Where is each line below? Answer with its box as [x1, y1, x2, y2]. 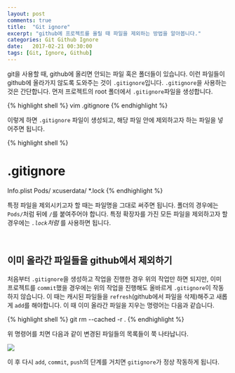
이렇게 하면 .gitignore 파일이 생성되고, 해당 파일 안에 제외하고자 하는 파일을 [7, 115, 216, 124]
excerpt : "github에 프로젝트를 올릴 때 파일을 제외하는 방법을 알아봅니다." [7, 30, 201, 37]
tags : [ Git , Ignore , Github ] [7, 50, 93, 57]
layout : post [7, 10, 46, 18]
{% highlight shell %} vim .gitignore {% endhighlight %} [7, 101, 168, 110]
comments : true [7, 17, 52, 24]
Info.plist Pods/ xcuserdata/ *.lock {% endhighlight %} [7, 186, 163, 195]
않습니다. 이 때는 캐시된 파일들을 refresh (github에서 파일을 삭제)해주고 [20, 292, 215, 301]
